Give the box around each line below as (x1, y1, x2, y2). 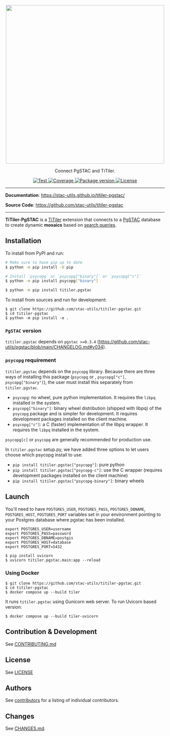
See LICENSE (5, 669, 33, 675)
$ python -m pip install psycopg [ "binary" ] (5, 278, 99, 284)
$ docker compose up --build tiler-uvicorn (5, 614, 99, 619)
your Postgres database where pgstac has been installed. (5, 516, 125, 522)
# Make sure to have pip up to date (5, 260, 82, 265)
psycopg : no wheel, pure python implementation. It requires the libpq (12, 394, 156, 400)
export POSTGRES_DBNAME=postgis (5, 535, 73, 540)
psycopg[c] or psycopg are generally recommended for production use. (5, 436, 152, 442)
